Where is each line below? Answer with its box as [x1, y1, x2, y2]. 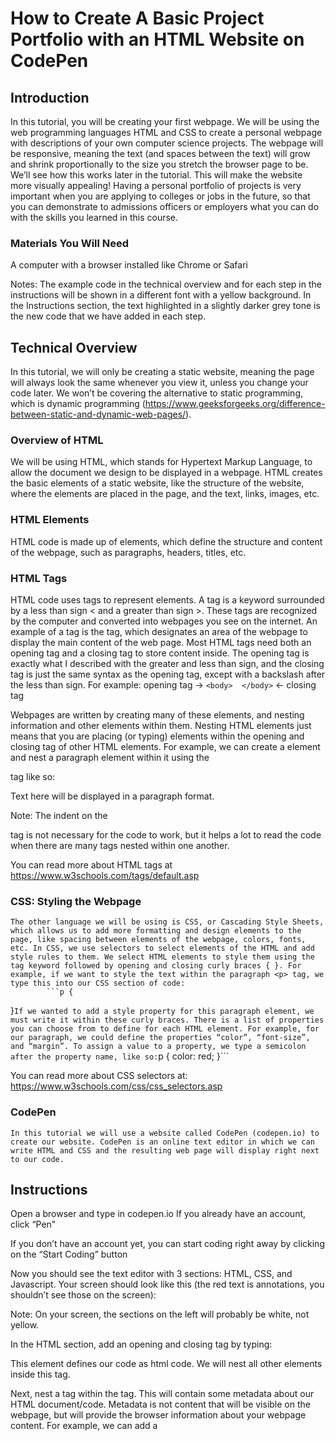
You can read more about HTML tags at [10, 859, 173, 871]
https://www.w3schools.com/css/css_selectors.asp [10, 1080, 223, 1092]
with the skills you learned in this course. [10, 212, 179, 223]
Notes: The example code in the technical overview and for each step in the [10, 278, 322, 291]
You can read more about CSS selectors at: [10, 1070, 188, 1082]
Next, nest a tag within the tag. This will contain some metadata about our [10, 1388, 315, 1400]
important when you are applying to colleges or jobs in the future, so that [10, 190, 311, 202]
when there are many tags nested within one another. [10, 840, 230, 851]
